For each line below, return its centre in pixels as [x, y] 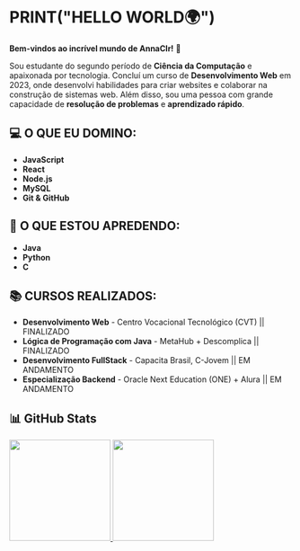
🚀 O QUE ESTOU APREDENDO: [95, 226]
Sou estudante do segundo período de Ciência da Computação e [131, 66]
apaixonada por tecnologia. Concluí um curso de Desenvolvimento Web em [150, 75]
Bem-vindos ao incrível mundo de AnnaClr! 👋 [95, 48]
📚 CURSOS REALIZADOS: [83, 296]
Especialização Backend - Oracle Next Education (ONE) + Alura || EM [152, 379]
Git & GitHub [46, 198]
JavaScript [43, 159]
